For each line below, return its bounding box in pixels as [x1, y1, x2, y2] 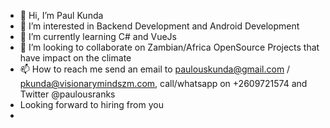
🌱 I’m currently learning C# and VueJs [19, 31, 177, 42]
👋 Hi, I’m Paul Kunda [19, 10, 104, 21]
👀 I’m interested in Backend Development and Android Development [19, 20, 300, 32]
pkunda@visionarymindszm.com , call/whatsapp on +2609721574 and [19, 78, 308, 89]
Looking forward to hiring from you [19, 99, 164, 110]
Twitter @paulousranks [19, 88, 116, 100]
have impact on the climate [19, 52, 132, 64]
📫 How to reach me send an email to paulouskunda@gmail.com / [19, 63, 291, 75]
